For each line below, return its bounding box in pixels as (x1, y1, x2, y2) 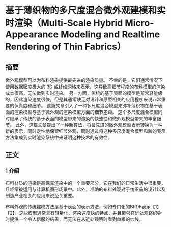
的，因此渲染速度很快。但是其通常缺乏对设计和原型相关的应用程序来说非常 (5, 96, 161, 102)
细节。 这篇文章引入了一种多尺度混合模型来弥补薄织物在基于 (32, 103, 158, 108)
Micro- (124, 17, 154, 29)
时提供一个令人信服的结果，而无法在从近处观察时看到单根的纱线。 (5, 216, 144, 222)
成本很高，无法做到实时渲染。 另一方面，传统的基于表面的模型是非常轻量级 (5, 90, 163, 96)
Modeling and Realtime (60, 29, 160, 40)
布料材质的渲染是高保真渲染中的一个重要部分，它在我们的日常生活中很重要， (5, 180, 166, 186)
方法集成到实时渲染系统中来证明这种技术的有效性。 (5, 134, 112, 140)
